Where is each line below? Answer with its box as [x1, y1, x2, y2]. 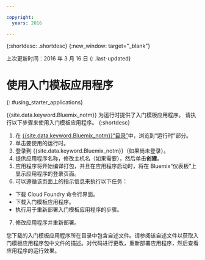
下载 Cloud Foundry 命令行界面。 [15, 190, 99, 198]
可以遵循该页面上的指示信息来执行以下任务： [15, 178, 128, 185]
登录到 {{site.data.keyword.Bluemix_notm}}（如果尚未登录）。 [15, 147, 170, 154]
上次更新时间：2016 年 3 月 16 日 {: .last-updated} [6, 54, 131, 62]
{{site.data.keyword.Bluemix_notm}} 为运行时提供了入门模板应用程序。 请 [6, 111, 191, 119]
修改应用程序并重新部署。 [15, 219, 80, 226]
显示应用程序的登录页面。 [15, 170, 80, 178]
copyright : [6, 14, 34, 20]
